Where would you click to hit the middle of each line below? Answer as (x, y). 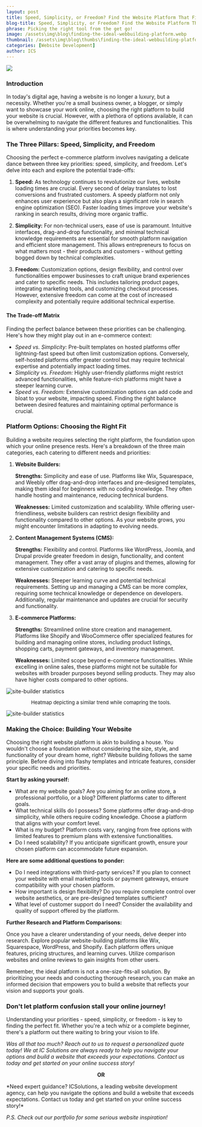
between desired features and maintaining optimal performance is (96, 404)
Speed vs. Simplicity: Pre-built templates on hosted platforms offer (97, 347)
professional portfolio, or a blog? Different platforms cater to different (100, 798)
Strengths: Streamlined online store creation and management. (93, 629)
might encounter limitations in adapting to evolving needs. (87, 526)
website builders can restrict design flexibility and (109, 513)
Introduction (25, 83)
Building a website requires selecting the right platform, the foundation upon (101, 440)
